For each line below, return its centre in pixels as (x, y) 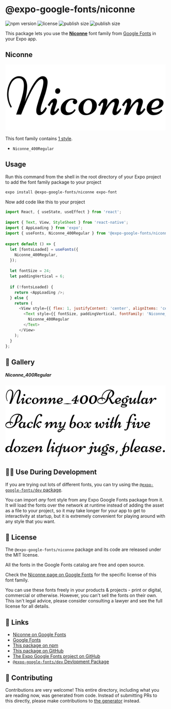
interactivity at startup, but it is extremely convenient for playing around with (85, 516)
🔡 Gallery (20, 362)
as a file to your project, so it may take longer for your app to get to (76, 510)
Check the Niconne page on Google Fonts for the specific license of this (81, 575)
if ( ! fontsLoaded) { (32, 287)
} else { (19, 298)
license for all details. (27, 606)
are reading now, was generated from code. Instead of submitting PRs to (81, 695)
